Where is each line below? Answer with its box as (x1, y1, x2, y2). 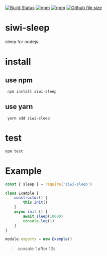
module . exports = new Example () (5, 237, 72, 242)
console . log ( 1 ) (23, 218, 55, 224)
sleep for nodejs (5, 38, 39, 44)
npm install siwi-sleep (7, 89, 57, 94)
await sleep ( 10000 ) (23, 214, 64, 219)
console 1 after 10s (17, 246, 56, 252)
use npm (5, 76, 33, 84)
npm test (5, 148, 23, 154)
